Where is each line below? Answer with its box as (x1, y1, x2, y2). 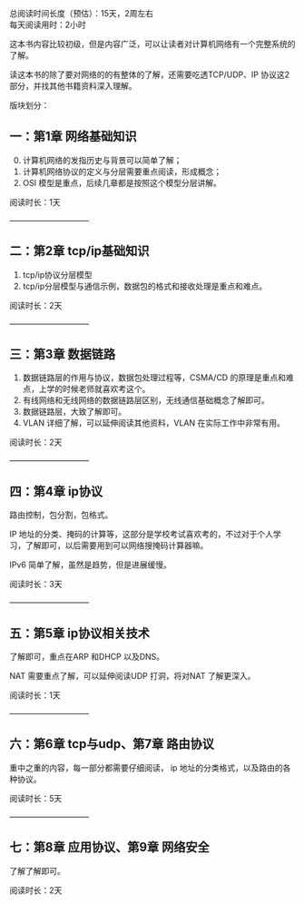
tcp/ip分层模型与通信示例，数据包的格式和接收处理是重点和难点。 (22, 280, 268, 291)
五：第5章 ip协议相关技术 (9, 625, 150, 641)
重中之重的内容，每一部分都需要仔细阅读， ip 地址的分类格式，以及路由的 (9, 762, 283, 773)
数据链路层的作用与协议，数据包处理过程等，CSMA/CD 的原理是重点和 (22, 372, 286, 383)
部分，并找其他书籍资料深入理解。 (9, 81, 137, 91)
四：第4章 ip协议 (9, 484, 103, 499)
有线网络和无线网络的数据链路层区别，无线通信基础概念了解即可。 (22, 395, 270, 406)
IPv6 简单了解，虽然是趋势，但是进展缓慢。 (9, 559, 172, 570)
